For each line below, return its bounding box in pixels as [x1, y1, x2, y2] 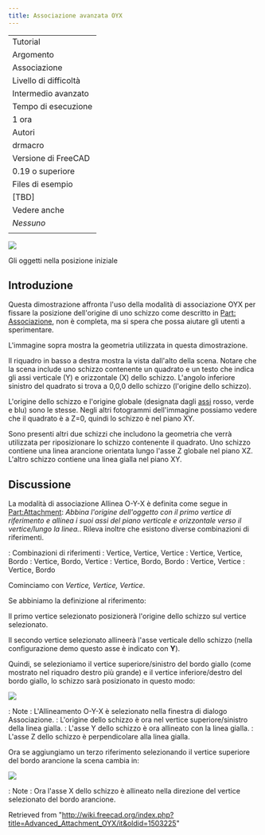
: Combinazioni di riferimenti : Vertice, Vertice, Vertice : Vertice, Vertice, [8, 548, 243, 558]
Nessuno [12, 217, 46, 228]
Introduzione [8, 279, 74, 292]
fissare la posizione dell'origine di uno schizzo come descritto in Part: [8, 308, 236, 318]
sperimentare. [8, 325, 54, 335]
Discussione [8, 477, 72, 491]
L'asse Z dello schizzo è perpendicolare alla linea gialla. [8, 732, 190, 742]
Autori [12, 127, 36, 138]
